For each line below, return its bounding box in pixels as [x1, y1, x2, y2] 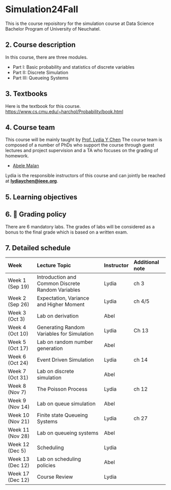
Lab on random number [37, 338, 93, 345]
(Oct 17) [8, 345, 29, 352]
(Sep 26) [8, 301, 30, 308]
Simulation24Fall [5, 4, 78, 15]
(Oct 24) [8, 360, 29, 367]
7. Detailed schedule [5, 243, 71, 252]
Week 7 [8, 368, 26, 375]
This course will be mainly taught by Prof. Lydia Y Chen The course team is [5, 136, 162, 143]
